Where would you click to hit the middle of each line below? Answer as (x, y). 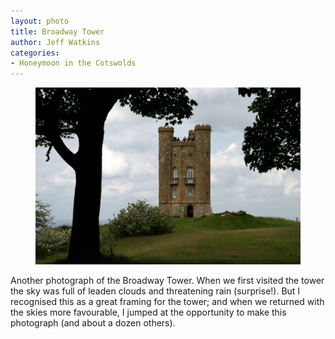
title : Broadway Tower (57, 31)
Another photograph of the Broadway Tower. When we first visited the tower (167, 280)
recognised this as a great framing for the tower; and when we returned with (167, 301)
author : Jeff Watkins (55, 42)
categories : (35, 53)
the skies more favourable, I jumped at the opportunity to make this (148, 312)
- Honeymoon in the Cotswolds (73, 63)
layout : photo (40, 21)
